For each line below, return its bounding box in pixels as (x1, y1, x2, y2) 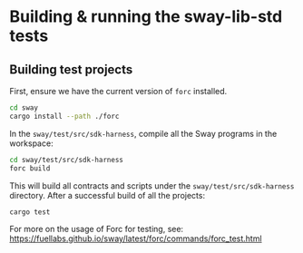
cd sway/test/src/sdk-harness (9, 155, 124, 164)
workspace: (9, 138, 54, 149)
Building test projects (9, 62, 133, 77)
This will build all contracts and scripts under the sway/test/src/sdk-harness (9, 180, 295, 191)
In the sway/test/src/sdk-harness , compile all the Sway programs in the (9, 128, 278, 139)
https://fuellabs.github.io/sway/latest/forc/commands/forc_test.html (9, 233, 262, 244)
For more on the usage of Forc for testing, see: (9, 224, 184, 235)
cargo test (9, 207, 51, 217)
